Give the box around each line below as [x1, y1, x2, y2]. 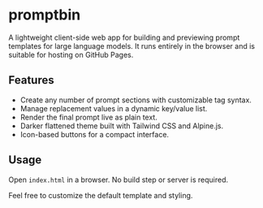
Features [8, 73, 54, 87]
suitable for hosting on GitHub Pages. [8, 50, 134, 59]
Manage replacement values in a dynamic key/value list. [19, 103, 208, 113]
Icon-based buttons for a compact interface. [19, 129, 169, 139]
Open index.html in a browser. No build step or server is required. [8, 175, 229, 184]
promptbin [8, 6, 81, 24]
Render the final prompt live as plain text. [19, 112, 158, 122]
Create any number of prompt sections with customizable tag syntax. [19, 95, 252, 105]
